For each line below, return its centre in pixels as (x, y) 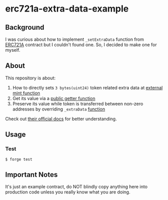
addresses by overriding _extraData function (59, 109)
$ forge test (19, 159)
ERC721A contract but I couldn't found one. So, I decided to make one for (81, 45)
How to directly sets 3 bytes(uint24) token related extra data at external (88, 87)
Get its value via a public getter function (54, 98)
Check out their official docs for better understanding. (61, 119)
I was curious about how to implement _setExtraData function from (75, 39)
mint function (26, 93)
